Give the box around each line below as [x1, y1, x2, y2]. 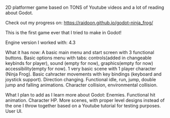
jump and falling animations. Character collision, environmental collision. [5, 82, 158, 88]
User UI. [5, 108, 23, 114]
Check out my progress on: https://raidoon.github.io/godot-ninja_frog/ [5, 20, 154, 26]
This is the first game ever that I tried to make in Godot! [5, 30, 122, 35]
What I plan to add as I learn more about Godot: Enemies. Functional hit [5, 92, 156, 98]
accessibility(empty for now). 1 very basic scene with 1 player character [5, 66, 156, 72]
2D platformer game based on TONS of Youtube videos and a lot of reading [5, 5, 164, 10]
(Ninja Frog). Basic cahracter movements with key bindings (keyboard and [5, 71, 162, 77]
